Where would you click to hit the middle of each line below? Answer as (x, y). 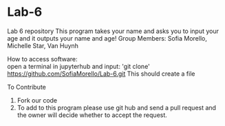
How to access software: (42, 59)
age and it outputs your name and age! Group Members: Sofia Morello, (107, 38)
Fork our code (37, 100)
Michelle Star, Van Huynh (43, 45)
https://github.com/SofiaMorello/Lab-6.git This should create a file (101, 74)
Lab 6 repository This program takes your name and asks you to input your (113, 31)
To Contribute (27, 87)
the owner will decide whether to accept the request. (92, 115)
